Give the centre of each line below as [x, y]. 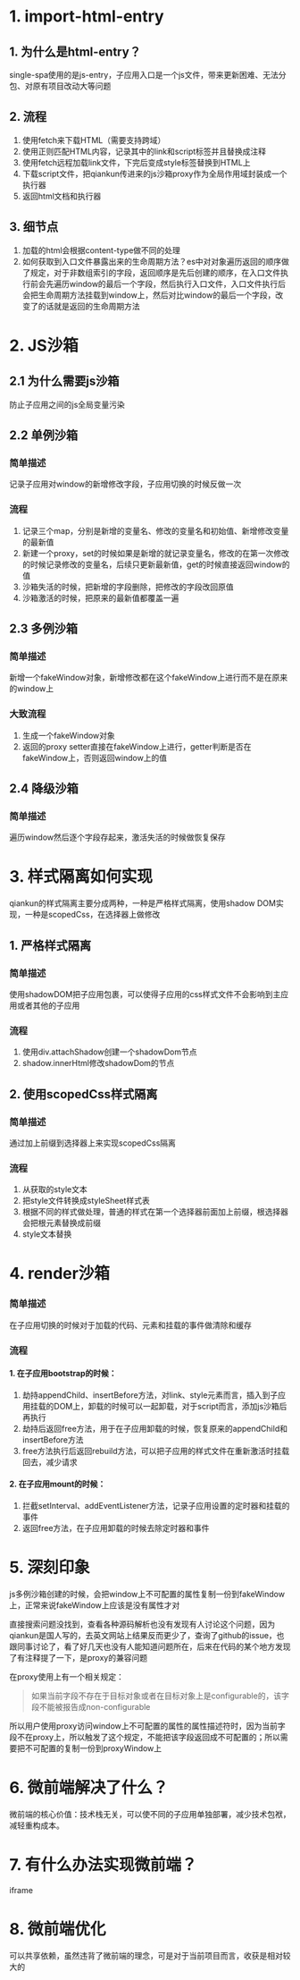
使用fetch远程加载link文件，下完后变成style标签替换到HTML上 [136, 162]
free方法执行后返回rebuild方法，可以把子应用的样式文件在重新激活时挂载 [156, 1451]
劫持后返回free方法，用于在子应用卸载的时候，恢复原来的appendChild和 [155, 1428]
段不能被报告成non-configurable [91, 1706]
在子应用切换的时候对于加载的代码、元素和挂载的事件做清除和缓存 [130, 1324]
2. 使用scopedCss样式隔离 [83, 1094]
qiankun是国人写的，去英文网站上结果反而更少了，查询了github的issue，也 [147, 1635]
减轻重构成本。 [37, 1825]
